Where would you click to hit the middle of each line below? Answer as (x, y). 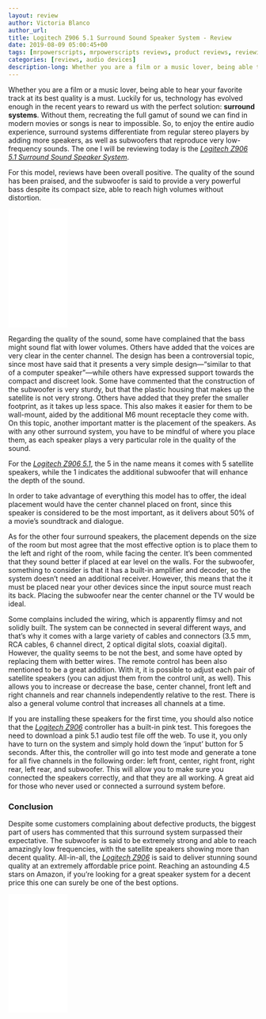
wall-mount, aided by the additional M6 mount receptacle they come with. (129, 414)
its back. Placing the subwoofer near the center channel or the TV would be (131, 595)
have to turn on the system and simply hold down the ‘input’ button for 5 (126, 744)
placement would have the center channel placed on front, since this (120, 504)
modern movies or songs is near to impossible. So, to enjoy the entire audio (131, 123)
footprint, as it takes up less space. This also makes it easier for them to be (131, 406)
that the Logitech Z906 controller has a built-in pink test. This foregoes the (130, 727)
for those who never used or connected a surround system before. (117, 786)
